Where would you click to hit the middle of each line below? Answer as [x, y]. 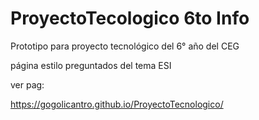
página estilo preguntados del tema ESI [91, 65]
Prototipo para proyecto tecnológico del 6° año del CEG [125, 46]
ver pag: [27, 84]
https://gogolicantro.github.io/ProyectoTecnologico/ [117, 104]
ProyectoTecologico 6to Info [130, 18]
